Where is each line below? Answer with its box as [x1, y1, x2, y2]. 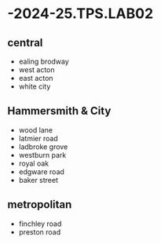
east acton [18, 74, 53, 82]
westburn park [18, 150, 67, 159]
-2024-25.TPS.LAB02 [7, 5, 154, 23]
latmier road [18, 133, 58, 143]
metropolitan [7, 198, 72, 212]
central [7, 36, 43, 49]
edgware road [18, 166, 64, 177]
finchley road [18, 219, 62, 228]
